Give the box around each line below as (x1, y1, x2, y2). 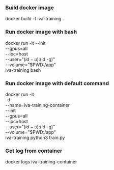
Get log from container (5, 147, 63, 154)
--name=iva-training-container (5, 102, 70, 108)
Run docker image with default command (5, 79, 109, 87)
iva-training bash (5, 67, 41, 73)
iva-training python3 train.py (5, 134, 65, 140)
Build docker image (5, 4, 54, 11)
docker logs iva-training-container (5, 159, 77, 165)
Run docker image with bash (5, 29, 77, 36)
